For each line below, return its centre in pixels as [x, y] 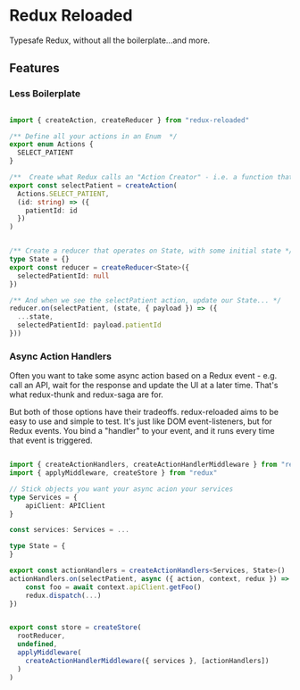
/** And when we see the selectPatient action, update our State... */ [145, 300]
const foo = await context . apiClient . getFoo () [113, 587]
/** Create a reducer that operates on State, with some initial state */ [151, 251]
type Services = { [43, 497]
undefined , [37, 644]
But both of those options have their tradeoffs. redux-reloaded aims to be [144, 412]
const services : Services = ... [69, 530]
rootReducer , [42, 636]
